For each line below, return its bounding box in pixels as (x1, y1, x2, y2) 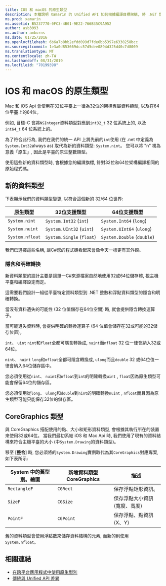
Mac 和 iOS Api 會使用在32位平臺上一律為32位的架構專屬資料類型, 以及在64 (5, 103, 160, 109)
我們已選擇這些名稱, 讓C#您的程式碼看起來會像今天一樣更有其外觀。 (5, 247, 144, 253)
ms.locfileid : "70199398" (5, 63, 58, 68)
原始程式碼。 (5, 166, 31, 172)
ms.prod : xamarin (5, 16, 41, 21)
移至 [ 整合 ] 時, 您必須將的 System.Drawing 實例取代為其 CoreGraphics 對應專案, (5, 449, 159, 455)
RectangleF (7, 486, 33, 492)
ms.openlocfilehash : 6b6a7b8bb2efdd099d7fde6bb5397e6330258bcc (5, 40, 138, 45)
